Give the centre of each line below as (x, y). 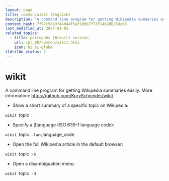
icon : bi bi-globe (33, 47)
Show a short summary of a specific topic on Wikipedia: (70, 105)
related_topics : (22, 33)
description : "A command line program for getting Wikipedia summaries (82, 19)
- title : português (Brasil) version (49, 38)
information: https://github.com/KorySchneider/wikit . (60, 96)
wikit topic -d (21, 173)
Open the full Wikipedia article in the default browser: (68, 144)
